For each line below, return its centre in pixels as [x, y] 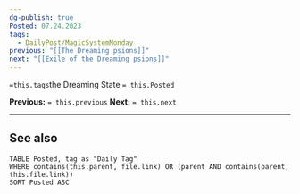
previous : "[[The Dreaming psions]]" [79, 51]
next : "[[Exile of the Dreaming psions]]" [89, 59]
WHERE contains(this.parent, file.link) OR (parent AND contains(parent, [150, 166]
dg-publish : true [42, 17]
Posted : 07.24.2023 [46, 26]
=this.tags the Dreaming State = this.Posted [92, 84]
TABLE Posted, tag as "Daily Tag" [74, 159]
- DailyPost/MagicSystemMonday [75, 42]
